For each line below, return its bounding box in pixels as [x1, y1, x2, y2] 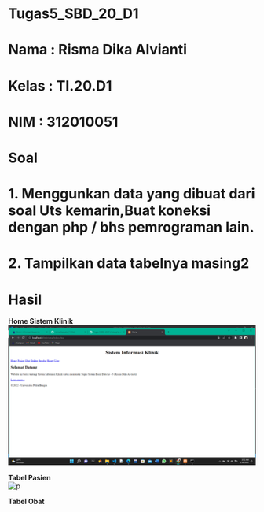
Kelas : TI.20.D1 [8, 76, 112, 95]
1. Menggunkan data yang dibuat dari [8, 185, 255, 203]
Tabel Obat [8, 496, 45, 506]
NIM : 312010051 [8, 113, 119, 131]
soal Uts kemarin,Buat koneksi [8, 202, 211, 220]
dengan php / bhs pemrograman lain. [8, 218, 255, 236]
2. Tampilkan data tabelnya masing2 [8, 254, 250, 273]
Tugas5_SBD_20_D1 [8, 5, 139, 23]
